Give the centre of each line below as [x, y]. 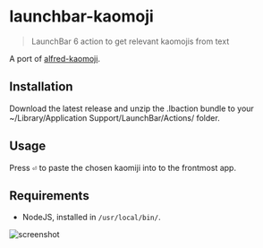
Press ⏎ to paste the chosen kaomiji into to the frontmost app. [123, 167]
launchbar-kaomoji [81, 17]
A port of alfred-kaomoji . [55, 58]
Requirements [49, 196]
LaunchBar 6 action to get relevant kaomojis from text [130, 41]
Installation [41, 87]
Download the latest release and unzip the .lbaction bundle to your [132, 108]
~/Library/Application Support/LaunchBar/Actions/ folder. [115, 117]
